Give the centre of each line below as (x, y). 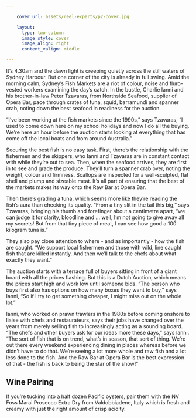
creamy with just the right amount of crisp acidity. (66, 409)
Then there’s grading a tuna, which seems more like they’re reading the (92, 198)
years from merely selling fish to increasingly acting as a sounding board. (94, 326)
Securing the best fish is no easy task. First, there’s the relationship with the (97, 150)
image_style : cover (45, 38)
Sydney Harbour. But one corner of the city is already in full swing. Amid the (98, 77)
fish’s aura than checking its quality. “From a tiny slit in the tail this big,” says (98, 205)
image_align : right (45, 44)
